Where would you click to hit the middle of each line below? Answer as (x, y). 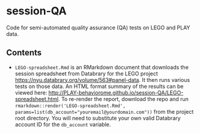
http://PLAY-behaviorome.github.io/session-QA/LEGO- (116, 92)
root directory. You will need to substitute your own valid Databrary (98, 118)
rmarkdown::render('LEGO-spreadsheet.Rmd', (70, 106)
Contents (24, 53)
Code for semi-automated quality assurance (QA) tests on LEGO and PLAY (98, 28)
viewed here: (31, 92)
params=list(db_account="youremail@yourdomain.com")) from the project (104, 111)
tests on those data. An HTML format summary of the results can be (99, 86)
